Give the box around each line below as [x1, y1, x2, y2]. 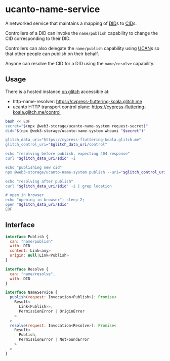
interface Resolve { [5, 266, 49, 272]
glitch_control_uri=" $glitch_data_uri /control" [5, 142, 108, 147]
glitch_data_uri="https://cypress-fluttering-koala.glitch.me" [5, 138, 142, 143]
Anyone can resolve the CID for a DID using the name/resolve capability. [5, 60, 155, 66]
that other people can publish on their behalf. [5, 51, 99, 57]
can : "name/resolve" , [10, 272, 56, 277]
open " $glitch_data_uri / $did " [5, 202, 69, 207]
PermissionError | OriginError [18, 308, 85, 314]
